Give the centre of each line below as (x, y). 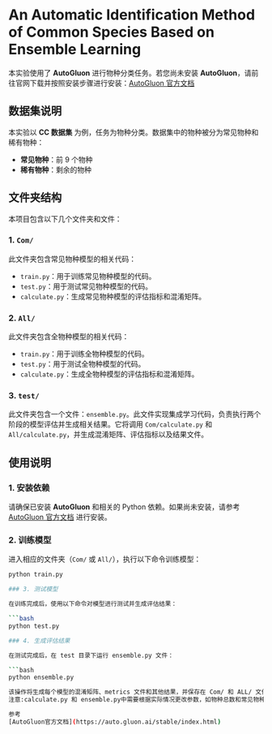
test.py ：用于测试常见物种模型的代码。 (86, 286)
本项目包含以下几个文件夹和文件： (65, 219)
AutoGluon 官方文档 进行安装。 (60, 517)
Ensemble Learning (75, 49)
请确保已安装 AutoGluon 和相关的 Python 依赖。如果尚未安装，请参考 (124, 507)
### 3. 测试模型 (33, 590)
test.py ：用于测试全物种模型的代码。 (83, 364)
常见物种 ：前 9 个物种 (56, 159)
